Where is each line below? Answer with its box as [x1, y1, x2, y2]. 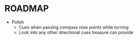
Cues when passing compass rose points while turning [18, 24, 129, 30]
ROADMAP [4, 3, 49, 14]
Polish [11, 19, 24, 25]
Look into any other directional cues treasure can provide [18, 29, 134, 35]
